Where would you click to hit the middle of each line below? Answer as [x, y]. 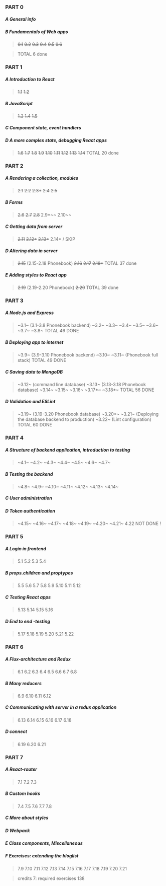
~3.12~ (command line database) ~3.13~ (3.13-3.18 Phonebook [82, 385]
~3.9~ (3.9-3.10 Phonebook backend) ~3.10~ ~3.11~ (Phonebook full [88, 355]
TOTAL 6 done [32, 54]
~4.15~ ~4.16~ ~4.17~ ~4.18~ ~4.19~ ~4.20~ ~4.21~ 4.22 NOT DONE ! [89, 524]
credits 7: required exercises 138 [51, 878]
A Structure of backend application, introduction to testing [68, 450]
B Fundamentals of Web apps [37, 32]
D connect [16, 731]
